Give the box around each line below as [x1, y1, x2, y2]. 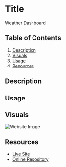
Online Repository [12, 156, 49, 162]
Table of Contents [5, 34, 62, 42]
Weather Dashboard [5, 20, 46, 26]
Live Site [12, 151, 30, 157]
